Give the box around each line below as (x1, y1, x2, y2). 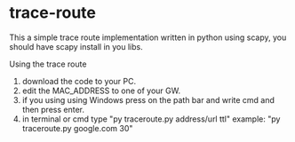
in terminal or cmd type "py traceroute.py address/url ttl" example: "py (21, 114, 281, 124)
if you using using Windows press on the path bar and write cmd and (21, 94, 275, 105)
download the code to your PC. (21, 75, 137, 86)
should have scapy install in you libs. (9, 41, 144, 51)
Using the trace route (9, 59, 87, 69)
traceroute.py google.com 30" (21, 122, 133, 133)
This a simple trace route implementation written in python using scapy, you (9, 32, 287, 43)
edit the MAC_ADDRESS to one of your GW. (21, 85, 180, 96)
